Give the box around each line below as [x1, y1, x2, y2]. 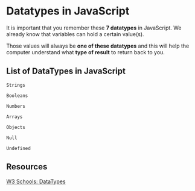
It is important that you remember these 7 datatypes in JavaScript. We [6, 24, 182, 31]
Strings [6, 82, 26, 88]
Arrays [6, 113, 23, 120]
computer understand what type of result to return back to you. [6, 48, 165, 55]
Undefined [6, 145, 31, 151]
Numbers [6, 103, 26, 109]
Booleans [6, 92, 28, 99]
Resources [6, 161, 48, 172]
